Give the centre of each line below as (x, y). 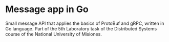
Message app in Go (47, 9)
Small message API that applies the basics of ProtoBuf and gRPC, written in (85, 23)
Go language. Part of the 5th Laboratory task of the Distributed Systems (81, 28)
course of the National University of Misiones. (54, 34)
